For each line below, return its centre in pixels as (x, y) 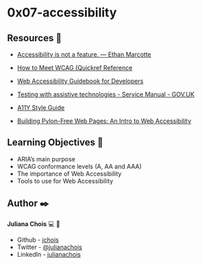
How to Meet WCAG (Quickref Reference (75, 68)
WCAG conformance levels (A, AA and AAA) (79, 166)
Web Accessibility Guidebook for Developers (80, 81)
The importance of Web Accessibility (69, 174)
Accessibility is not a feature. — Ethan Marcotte (84, 54)
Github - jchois (38, 240)
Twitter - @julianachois (49, 247)
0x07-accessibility (62, 13)
